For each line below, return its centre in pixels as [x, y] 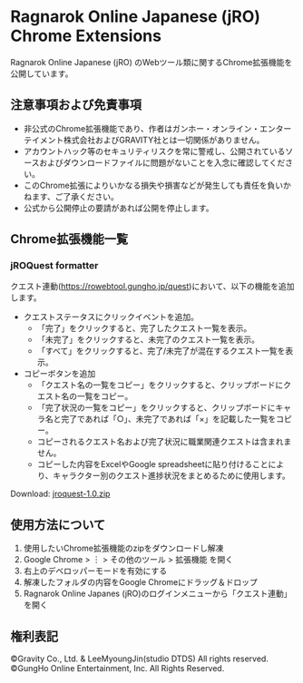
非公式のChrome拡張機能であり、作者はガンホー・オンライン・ [142, 128]
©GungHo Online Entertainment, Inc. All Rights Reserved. [117, 668]
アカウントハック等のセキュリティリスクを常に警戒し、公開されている [154, 151]
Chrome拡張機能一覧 [69, 239]
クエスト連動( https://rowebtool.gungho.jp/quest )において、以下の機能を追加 [152, 287]
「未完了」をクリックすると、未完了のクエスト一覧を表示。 [148, 340]
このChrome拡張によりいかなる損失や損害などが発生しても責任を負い [153, 185]
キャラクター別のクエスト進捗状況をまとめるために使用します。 [172, 476]
